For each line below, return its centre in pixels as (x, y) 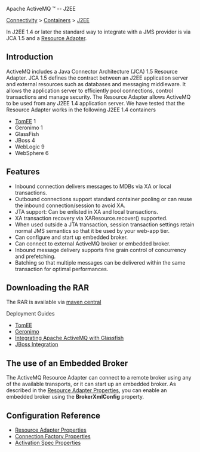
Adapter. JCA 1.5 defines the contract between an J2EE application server (97, 78)
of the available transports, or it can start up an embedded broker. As (91, 384)
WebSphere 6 (32, 153)
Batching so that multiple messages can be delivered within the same (100, 262)
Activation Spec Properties (48, 443)
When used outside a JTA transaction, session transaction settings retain (105, 225)
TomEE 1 (25, 121)
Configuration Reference (53, 415)
